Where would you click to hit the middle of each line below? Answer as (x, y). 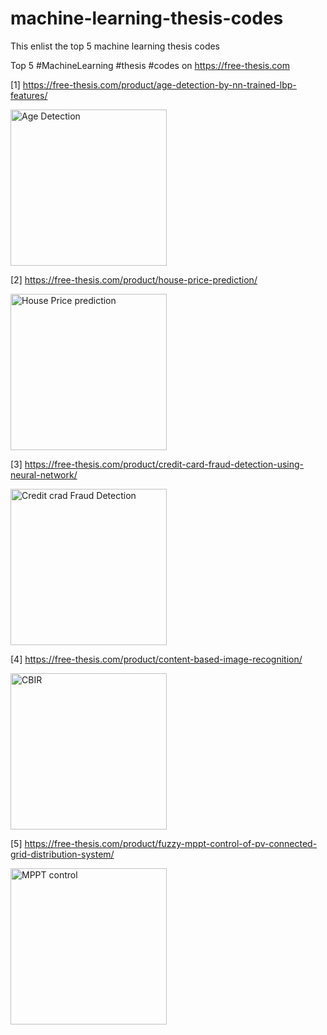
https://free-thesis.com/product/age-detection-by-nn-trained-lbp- (159, 84)
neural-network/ (44, 474)
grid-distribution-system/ (62, 854)
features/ (29, 95)
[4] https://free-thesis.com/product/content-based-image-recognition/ (156, 659)
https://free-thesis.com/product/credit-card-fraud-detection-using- (164, 464)
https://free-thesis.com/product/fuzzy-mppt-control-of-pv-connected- (171, 843)
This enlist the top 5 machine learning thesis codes (115, 46)
